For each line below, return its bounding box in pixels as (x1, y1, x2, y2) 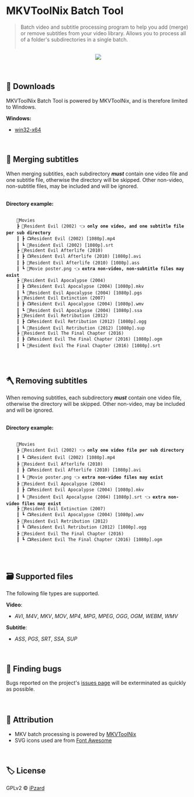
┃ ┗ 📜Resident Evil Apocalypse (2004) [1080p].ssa (16, 307, 143, 313)
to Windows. (6, 103, 36, 110)
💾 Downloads (6, 82, 56, 91)
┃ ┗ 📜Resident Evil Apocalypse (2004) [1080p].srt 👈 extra (16, 494, 166, 500)
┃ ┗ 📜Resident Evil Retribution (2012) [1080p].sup (16, 325, 145, 331)
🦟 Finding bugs (6, 664, 62, 674)
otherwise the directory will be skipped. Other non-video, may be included (6, 401, 185, 408)
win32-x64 (14, 126, 41, 133)
